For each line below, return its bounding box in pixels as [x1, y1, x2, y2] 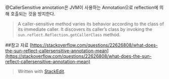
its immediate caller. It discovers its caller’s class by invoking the [17, 26, 152, 32]
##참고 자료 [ [5, 42, 32, 48]
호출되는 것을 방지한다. [10, 11, 56, 17]
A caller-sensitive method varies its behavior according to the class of [17, 21, 164, 27]
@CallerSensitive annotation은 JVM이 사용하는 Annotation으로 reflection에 [5, 5, 158, 10]
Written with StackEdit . [17, 68, 66, 74]
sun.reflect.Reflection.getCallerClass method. [17, 32, 121, 37]
